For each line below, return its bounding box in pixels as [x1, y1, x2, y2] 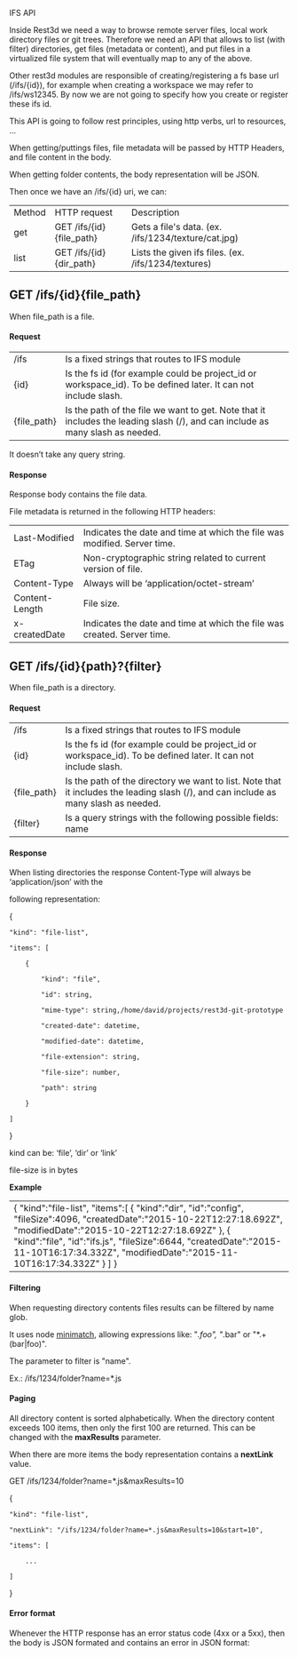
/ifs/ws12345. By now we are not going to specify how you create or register [9, 89, 288, 100]
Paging [9, 1393, 36, 1404]
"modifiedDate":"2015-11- [121, 1247, 239, 1259]
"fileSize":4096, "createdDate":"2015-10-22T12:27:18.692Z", [13, 1213, 283, 1225]
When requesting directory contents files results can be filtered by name [9, 1302, 275, 1313]
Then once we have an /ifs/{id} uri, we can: [9, 187, 167, 196]
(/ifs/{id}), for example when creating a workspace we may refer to [9, 80, 254, 90]
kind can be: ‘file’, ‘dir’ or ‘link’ [9, 1148, 118, 1159]
